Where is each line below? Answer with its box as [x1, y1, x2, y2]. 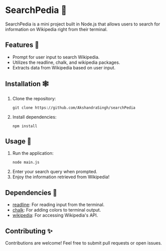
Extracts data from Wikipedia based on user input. [12, 64, 116, 70]
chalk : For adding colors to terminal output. [12, 207, 101, 213]
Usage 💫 [5, 137, 31, 145]
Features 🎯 [5, 41, 39, 49]
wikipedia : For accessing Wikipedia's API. [12, 212, 98, 219]
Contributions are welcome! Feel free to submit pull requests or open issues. [5, 240, 162, 246]
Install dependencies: [12, 114, 57, 120]
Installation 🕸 [5, 80, 49, 88]
